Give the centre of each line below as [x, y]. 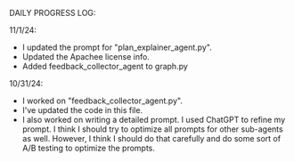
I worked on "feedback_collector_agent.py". [102, 101]
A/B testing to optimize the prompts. [89, 148]
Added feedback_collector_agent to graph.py [105, 66]
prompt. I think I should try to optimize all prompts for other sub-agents [152, 129]
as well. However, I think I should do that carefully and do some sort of [151, 138]
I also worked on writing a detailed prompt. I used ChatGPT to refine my [154, 120]
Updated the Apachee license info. [86, 57]
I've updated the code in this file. [82, 110]
